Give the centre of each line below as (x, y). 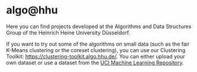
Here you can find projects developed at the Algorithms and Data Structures (99, 26)
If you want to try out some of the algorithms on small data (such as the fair (98, 44)
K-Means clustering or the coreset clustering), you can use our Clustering (96, 50)
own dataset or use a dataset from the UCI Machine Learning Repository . (95, 63)
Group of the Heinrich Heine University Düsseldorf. (68, 32)
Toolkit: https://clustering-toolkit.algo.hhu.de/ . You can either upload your (96, 56)
